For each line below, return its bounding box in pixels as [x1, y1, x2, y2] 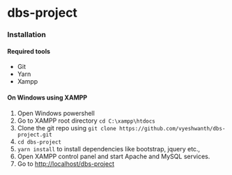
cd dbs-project [17, 138, 62, 146]
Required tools [7, 47, 51, 55]
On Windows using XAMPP [7, 93, 88, 102]
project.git [17, 131, 52, 138]
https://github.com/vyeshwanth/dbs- [119, 125, 226, 132]
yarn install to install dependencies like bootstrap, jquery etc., [17, 144, 201, 153]
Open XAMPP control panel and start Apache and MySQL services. [17, 152, 210, 160]
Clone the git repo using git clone [17, 123, 117, 132]
